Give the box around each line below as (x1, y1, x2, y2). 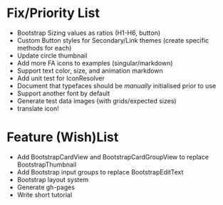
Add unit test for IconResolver (16, 73, 105, 83)
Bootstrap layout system (16, 175, 89, 184)
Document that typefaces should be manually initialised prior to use (16, 81, 217, 90)
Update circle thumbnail (16, 51, 88, 60)
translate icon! (16, 104, 60, 112)
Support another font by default (16, 89, 110, 98)
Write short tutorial (16, 190, 73, 199)
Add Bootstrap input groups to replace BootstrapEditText (16, 167, 184, 176)
